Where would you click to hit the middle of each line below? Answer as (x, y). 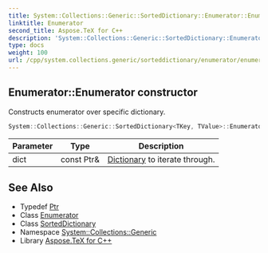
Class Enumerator (49, 215)
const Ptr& (80, 159)
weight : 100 (28, 53)
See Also (31, 187)
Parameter (33, 146)
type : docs (26, 45)
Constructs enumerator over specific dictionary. (87, 112)
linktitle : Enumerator (46, 23)
